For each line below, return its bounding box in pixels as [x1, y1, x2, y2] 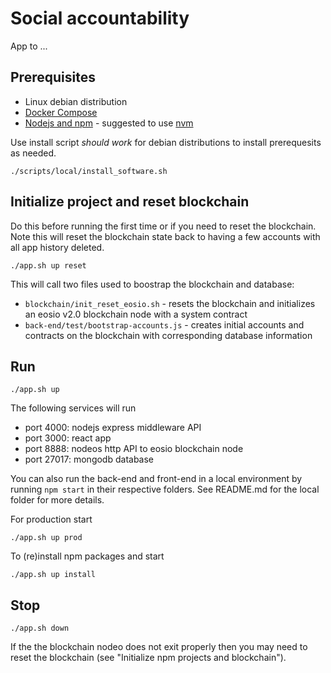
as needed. [10, 147, 57, 159]
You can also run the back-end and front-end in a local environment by [10, 473, 303, 485]
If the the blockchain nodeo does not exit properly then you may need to [10, 641, 308, 653]
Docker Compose [24, 106, 98, 118]
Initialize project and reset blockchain [10, 193, 250, 211]
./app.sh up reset [10, 260, 87, 271]
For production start [10, 513, 93, 526]
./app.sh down [10, 623, 70, 634]
